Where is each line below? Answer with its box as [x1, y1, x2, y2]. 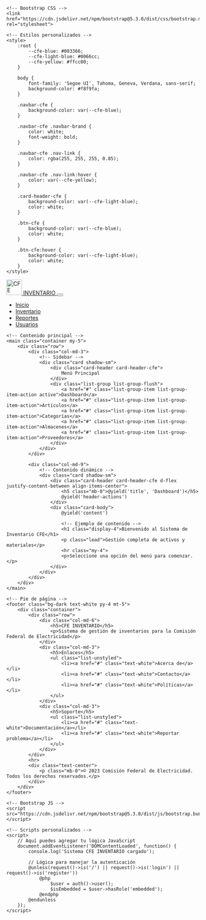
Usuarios [15, 321, 39, 328]
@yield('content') [61, 510, 109, 516]
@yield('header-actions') [61, 494, 128, 500]
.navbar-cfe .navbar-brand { [17, 123, 92, 130]
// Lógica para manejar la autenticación [28, 859, 136, 865]
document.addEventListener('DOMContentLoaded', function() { [17, 843, 177, 849]
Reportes [15, 314, 39, 321]
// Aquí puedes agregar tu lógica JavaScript [17, 838, 136, 844]
